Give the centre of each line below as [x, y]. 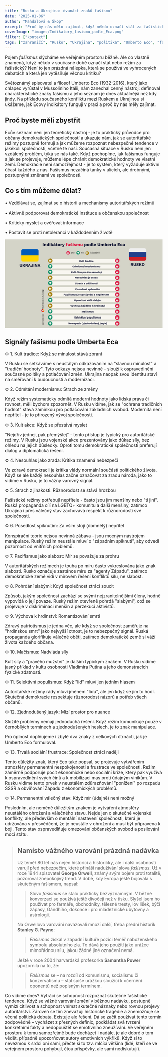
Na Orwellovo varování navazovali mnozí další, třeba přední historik [86, 925]
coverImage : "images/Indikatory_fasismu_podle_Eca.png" [64, 32]
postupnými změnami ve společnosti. [43, 175]
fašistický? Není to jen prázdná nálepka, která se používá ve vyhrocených [81, 68]
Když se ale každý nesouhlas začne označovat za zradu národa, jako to [79, 475]
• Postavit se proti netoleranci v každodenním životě [59, 232]
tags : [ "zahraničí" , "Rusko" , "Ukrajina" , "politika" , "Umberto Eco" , [80, 43]
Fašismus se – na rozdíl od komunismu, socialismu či [84, 975]
